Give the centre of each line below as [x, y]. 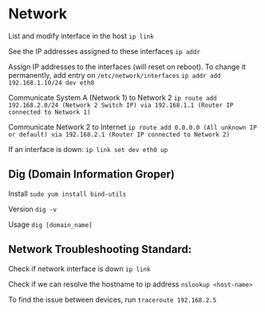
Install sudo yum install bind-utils [67, 193]
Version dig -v [33, 209]
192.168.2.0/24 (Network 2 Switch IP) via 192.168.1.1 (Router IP [121, 105]
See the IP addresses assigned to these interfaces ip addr [105, 51]
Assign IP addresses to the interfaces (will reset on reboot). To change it [127, 66]
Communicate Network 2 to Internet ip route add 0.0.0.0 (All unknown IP [132, 127]
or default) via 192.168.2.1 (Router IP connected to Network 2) [119, 135]
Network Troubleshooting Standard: [100, 250]
